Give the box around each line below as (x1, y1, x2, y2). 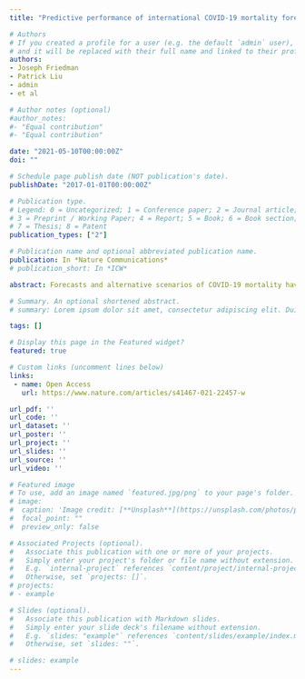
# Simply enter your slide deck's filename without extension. (9, 623, 261, 632)
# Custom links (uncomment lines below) (9, 363, 165, 372)
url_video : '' (9, 464, 64, 473)
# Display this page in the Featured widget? (9, 338, 184, 347)
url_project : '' (9, 438, 71, 447)
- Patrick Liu (9, 72, 64, 82)
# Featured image (9, 480, 75, 489)
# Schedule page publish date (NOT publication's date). (9, 172, 230, 181)
